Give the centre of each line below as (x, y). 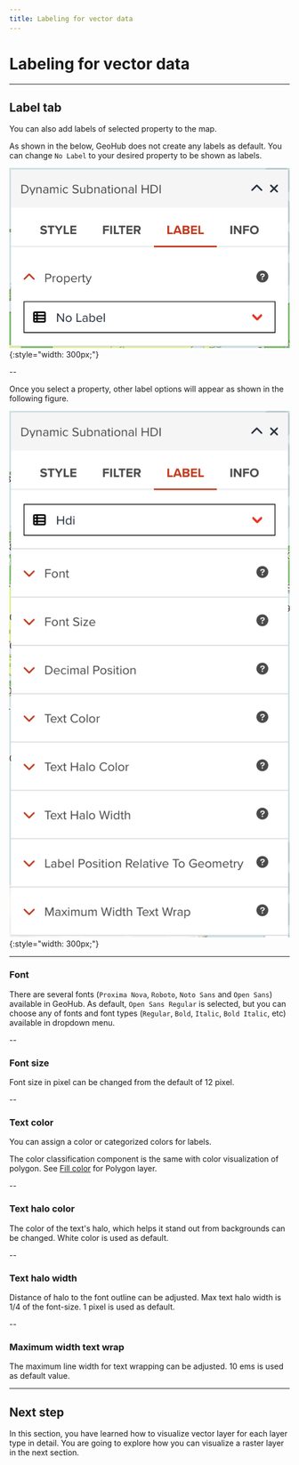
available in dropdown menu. (62, 1022)
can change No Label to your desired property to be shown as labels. (136, 156)
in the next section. (44, 1453)
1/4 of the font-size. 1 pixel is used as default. (92, 1307)
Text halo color (42, 1209)
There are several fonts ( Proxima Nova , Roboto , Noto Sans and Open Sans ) (141, 994)
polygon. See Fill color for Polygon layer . (83, 1169)
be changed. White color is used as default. (89, 1237)
